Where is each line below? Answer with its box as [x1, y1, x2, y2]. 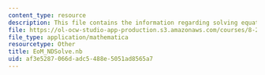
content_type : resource [8, 11, 87, 20]
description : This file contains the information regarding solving [8, 19, 238, 27]
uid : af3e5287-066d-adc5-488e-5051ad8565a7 [8, 55, 154, 63]
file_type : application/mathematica [8, 33, 129, 41]
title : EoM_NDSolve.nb [8, 48, 83, 55]
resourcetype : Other [8, 41, 77, 48]
